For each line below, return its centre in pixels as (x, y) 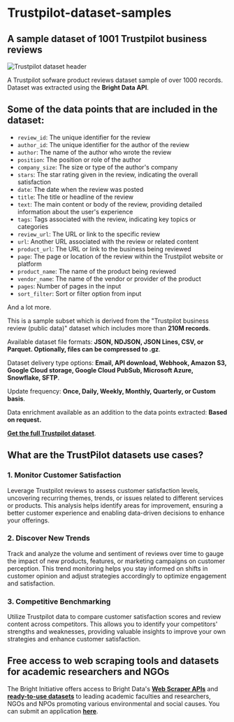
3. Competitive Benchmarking (59, 602)
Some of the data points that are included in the (112, 110)
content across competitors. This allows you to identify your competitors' (112, 624)
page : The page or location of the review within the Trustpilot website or (120, 256)
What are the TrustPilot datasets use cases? (105, 456)
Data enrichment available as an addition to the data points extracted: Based (117, 412)
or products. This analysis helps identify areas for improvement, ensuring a (115, 505)
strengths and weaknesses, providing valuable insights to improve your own (116, 632)
